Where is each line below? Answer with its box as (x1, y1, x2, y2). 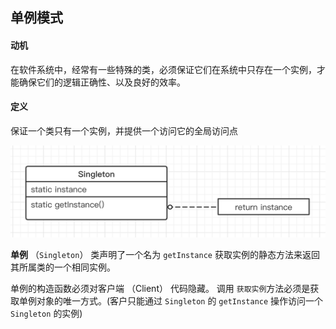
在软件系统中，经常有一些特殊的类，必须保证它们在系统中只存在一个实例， (10, 63, 317, 75)
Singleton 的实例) (10, 308, 83, 320)
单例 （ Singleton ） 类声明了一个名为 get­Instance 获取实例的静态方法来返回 (10, 249, 320, 261)
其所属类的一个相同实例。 (10, 261, 116, 273)
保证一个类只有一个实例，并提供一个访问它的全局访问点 (10, 124, 238, 137)
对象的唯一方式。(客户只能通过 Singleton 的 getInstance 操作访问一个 (36, 295, 324, 307)
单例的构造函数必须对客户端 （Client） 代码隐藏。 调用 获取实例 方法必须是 (10, 283, 311, 295)
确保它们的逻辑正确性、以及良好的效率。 (18, 76, 186, 88)
